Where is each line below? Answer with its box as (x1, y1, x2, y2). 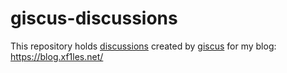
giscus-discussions (10, 7, 178, 30)
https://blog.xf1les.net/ (10, 50, 104, 62)
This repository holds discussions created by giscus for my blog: (10, 40, 277, 52)
